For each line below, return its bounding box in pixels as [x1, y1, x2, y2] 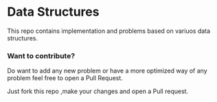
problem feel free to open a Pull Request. [7, 74, 124, 82]
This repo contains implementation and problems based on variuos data [7, 27, 211, 35]
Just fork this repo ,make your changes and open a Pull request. [7, 87, 189, 96]
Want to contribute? [7, 51, 76, 60]
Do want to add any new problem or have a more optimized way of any [7, 66, 207, 75]
